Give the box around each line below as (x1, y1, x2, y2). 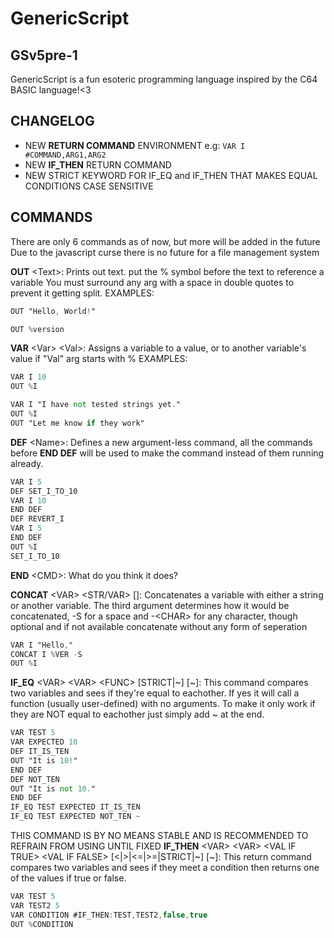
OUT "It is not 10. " (10, 783, 97, 794)
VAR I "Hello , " (10, 640, 74, 650)
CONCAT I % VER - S (10, 649, 83, 659)
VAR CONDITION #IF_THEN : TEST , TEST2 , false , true (10, 910, 208, 920)
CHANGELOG (10, 113, 95, 130)
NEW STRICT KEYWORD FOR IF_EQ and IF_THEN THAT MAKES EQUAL (24, 169, 318, 181)
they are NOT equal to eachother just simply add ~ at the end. (10, 708, 265, 721)
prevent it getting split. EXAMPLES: (10, 287, 155, 299)
